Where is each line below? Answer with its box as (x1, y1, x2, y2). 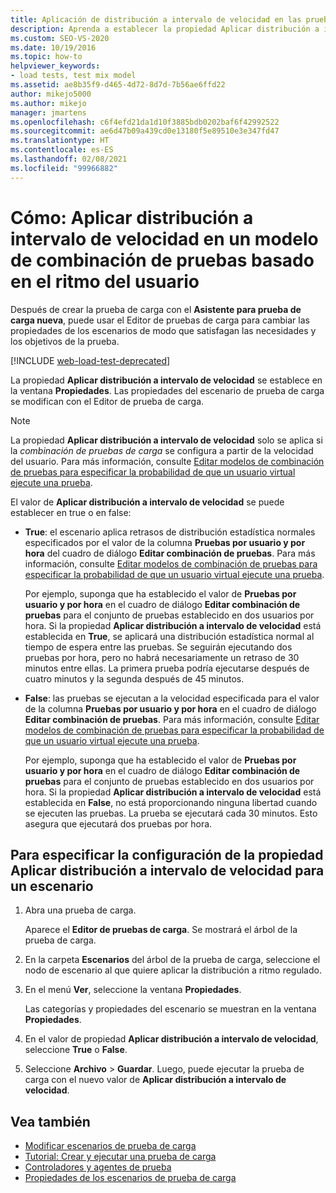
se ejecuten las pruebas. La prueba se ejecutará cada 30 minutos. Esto (24, 807, 318, 819)
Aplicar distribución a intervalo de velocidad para (10, 862, 325, 879)
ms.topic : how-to (10, 52, 83, 62)
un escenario (10, 877, 94, 895)
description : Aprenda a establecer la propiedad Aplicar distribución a (10, 24, 320, 34)
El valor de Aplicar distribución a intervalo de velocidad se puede (10, 496, 285, 508)
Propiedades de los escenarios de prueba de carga (24, 1172, 237, 1184)
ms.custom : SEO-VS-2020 (10, 33, 110, 43)
